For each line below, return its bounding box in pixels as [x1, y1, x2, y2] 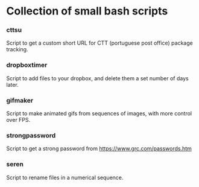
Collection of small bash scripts [6, 4, 168, 18]
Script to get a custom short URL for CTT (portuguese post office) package [6, 39, 193, 46]
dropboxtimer [6, 61, 48, 69]
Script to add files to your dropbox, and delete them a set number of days [6, 74, 189, 82]
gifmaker [6, 96, 34, 104]
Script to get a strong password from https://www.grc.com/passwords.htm [6, 145, 192, 152]
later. [6, 81, 19, 88]
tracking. [6, 46, 28, 53]
